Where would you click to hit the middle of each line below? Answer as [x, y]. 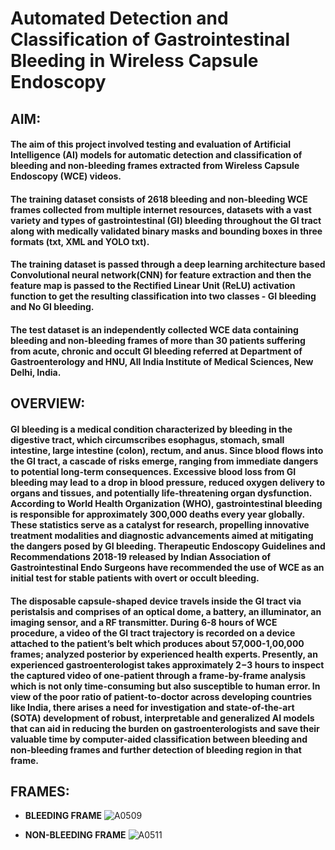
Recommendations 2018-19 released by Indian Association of [141, 556]
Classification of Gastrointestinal [150, 39]
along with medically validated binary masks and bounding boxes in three [166, 231]
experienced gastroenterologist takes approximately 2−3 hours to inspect [167, 664]
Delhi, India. [36, 372]
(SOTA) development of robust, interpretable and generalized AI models [162, 718]
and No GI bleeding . [52, 307]
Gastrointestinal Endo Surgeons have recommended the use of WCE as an [167, 567]
